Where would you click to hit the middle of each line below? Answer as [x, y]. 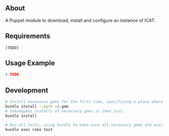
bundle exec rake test [29, 129]
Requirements [28, 36]
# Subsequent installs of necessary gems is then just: [65, 111]
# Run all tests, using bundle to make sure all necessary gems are [78, 125]
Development [27, 90]
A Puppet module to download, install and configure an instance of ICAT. [80, 20]
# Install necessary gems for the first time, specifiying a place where [84, 102]
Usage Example [30, 63]
